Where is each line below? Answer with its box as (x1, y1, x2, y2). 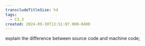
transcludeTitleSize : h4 (5, 7, 58, 13)
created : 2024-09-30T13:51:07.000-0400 (5, 21, 91, 27)
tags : (5, 12, 17, 17)
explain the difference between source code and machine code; (5, 35, 140, 41)
